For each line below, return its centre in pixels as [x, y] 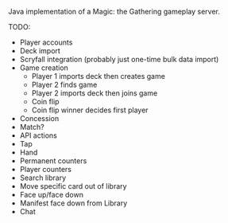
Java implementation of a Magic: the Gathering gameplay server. [114, 12]
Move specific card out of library [73, 186]
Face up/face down [51, 195]
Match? [32, 127]
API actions [38, 135]
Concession [39, 118]
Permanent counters [53, 161]
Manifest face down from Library [73, 203]
